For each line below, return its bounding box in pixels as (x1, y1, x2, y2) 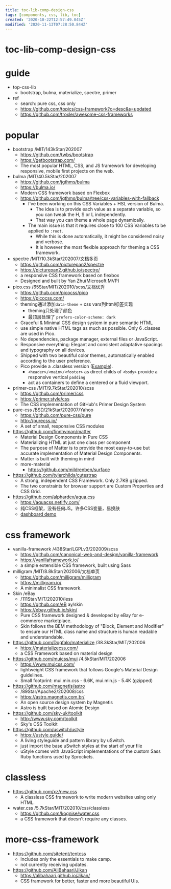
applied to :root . (28, 228, 63, 234)
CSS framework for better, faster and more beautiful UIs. (20, 878, 139, 884)
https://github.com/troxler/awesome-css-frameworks (20, 111, 133, 118)
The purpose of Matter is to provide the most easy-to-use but (20, 445, 150, 451)
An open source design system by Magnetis (20, 700, 113, 706)
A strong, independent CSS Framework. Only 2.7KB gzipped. (20, 477, 149, 484)
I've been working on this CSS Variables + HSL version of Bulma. (28, 201, 164, 207)
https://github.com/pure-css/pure (20, 412, 91, 418)
